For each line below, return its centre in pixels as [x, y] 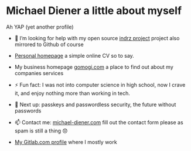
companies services [39, 73]
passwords [28, 110]
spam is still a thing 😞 [41, 131]
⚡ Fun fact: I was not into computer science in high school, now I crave [100, 85]
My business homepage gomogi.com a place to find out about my [94, 67]
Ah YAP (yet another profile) [40, 27]
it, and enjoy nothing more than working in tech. [72, 93]
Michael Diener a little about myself [94, 11]
